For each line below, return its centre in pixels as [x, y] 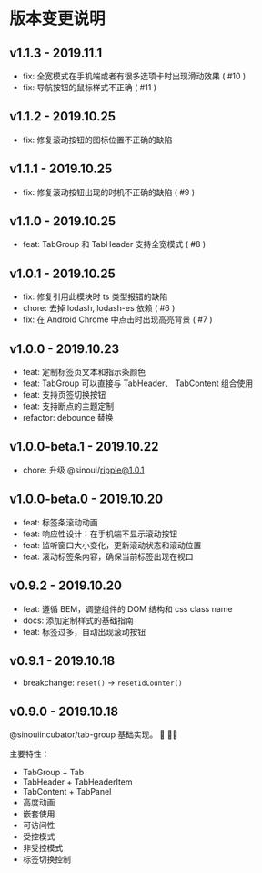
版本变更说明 [58, 19]
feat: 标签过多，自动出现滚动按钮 [84, 631]
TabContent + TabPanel [67, 792]
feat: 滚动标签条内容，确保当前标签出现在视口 [108, 556]
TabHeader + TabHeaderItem [78, 782]
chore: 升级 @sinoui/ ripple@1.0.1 [83, 470]
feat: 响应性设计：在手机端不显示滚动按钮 [100, 534]
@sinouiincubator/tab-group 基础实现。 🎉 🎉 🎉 [94, 734]
